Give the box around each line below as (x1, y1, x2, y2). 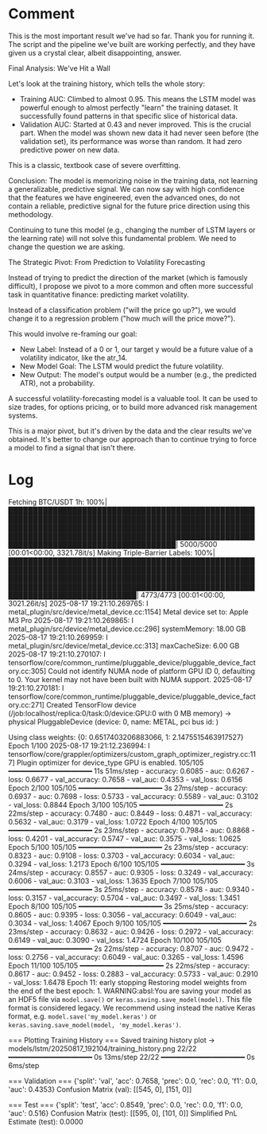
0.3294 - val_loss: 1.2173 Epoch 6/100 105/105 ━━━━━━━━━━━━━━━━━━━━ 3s (8, 859, 255, 868)
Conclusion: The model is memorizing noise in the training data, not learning (8, 176, 258, 185)
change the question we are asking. (8, 242, 126, 251)
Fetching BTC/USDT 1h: (8, 497, 85, 506)
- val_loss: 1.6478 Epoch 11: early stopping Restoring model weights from (8, 977, 247, 987)
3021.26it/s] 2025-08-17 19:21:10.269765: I (8, 598, 149, 608)
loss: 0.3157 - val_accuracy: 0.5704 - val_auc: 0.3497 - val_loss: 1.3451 (8, 893, 240, 902)
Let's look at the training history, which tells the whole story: (8, 79, 205, 88)
